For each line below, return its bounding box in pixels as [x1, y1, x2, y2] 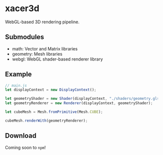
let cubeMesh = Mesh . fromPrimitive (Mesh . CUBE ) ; [5, 109, 103, 114]
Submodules [5, 33, 45, 41]
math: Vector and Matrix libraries [12, 46, 78, 51]
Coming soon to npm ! [5, 144, 46, 150]
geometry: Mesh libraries [12, 51, 63, 57]
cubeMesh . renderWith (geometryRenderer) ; [5, 118, 88, 123]
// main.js [5, 83, 27, 88]
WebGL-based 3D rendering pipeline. [5, 19, 80, 25]
